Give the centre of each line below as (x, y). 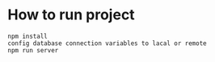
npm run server (33, 50)
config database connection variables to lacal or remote (107, 43)
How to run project (71, 15)
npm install (27, 36)
